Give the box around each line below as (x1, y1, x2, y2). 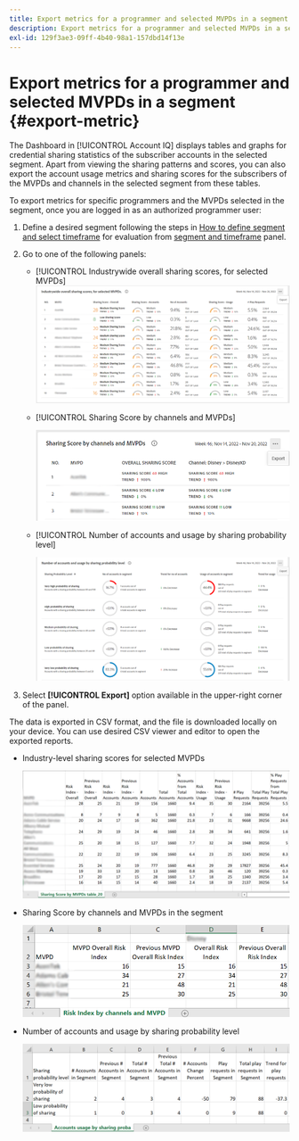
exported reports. (9, 736, 74, 747)
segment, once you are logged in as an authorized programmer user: (9, 205, 262, 216)
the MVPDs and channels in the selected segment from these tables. (9, 178, 261, 189)
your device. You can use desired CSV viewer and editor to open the (9, 726, 261, 737)
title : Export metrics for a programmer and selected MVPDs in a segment (9, 14, 289, 23)
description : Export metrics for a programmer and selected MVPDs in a (9, 23, 280, 33)
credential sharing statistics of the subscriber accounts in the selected (9, 150, 268, 161)
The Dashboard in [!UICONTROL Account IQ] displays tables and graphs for (9, 140, 287, 151)
